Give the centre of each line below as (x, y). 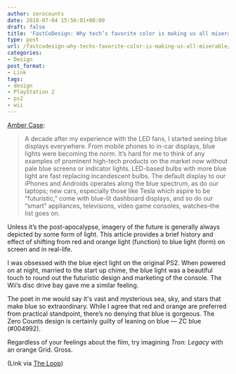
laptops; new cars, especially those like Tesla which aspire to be (117, 191)
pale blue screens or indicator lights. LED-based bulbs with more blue (125, 168)
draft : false (26, 27)
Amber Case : (26, 125)
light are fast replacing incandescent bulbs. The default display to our (125, 175)
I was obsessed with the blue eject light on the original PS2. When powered (117, 262)
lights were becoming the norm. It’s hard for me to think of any (114, 153)
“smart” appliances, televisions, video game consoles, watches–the (122, 206)
